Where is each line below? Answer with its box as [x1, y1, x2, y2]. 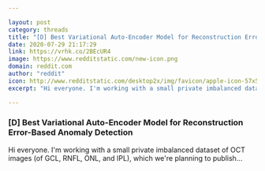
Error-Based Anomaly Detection [8, 127, 133, 138]
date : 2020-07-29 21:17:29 [8, 40, 97, 48]
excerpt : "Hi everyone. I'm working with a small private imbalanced [8, 84, 242, 92]
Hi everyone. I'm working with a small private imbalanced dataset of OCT [8, 145, 246, 154]
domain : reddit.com [8, 62, 73, 71]
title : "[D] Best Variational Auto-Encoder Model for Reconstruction [8, 33, 242, 41]
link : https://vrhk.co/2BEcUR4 [8, 48, 111, 56]
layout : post [8, 18, 51, 26]
